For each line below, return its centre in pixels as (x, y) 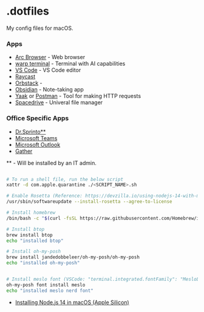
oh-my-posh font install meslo (46, 285)
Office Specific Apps (38, 118)
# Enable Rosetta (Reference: (45, 196)
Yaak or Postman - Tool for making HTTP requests (78, 96)
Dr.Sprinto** (30, 132)
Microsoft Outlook (38, 144)
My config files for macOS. (40, 28)
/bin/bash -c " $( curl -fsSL (42, 218)
